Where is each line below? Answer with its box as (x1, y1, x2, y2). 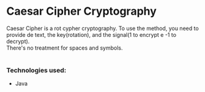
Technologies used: (6, 66, 67, 74)
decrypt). (6, 37, 30, 45)
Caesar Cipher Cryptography (6, 4, 157, 18)
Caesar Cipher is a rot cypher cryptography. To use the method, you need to (6, 25, 199, 32)
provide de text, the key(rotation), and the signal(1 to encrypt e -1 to (6, 31, 176, 38)
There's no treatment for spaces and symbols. (6, 44, 123, 52)
